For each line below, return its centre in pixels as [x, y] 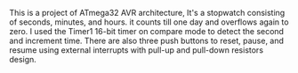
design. [23, 59]
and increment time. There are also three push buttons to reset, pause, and [147, 40]
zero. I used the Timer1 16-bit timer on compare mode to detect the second [147, 31]
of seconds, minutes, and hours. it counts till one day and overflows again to [149, 22]
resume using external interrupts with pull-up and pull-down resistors [137, 50]
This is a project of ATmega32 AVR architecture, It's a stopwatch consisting [147, 13]
